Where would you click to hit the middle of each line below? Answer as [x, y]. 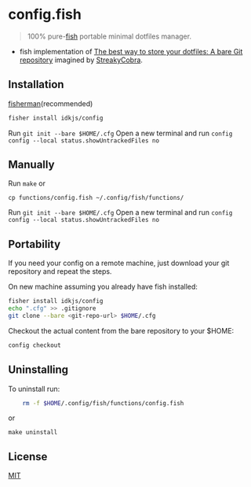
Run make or [27, 183]
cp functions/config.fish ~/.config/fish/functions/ [96, 198]
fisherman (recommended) [51, 103]
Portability [35, 244]
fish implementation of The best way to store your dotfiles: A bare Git [131, 51]
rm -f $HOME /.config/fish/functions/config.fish [103, 403]
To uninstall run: [34, 389]
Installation [36, 85]
